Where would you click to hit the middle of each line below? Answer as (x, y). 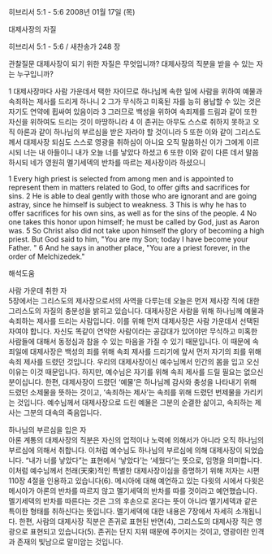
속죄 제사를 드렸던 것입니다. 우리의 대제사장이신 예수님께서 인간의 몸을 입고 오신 (134, 362)
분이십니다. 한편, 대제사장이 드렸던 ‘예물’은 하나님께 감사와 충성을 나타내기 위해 (133, 382)
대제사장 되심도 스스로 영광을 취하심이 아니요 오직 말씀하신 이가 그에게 (134, 142)
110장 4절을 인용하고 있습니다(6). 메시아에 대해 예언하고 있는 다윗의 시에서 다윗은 (136, 481)
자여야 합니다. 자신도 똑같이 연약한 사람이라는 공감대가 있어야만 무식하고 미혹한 (133, 331)
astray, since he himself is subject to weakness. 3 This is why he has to (127, 205)
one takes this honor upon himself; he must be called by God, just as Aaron (134, 222)
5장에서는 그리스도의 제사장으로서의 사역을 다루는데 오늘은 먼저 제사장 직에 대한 (134, 301)
